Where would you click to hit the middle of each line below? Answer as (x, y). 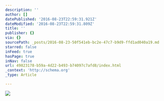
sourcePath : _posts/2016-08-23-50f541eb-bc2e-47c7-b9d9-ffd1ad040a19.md (82, 42)
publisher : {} (20, 33)
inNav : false (19, 61)
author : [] (16, 14)
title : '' (15, 28)
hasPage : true (20, 56)
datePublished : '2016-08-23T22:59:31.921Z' (51, 19)
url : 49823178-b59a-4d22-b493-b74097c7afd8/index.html (63, 65)
